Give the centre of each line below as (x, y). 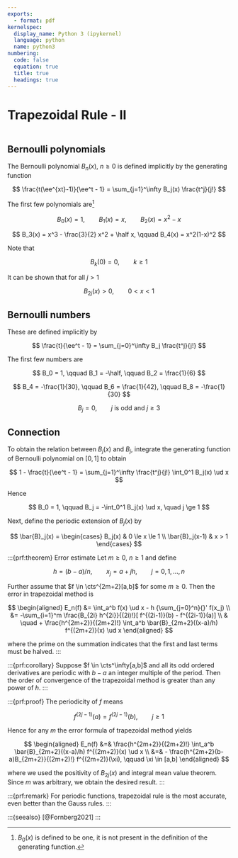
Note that (21, 248)
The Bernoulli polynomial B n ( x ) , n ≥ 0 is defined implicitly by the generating (118, 167)
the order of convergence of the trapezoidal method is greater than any (112, 680)
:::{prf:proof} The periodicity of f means (65, 701)
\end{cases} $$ (119, 543)
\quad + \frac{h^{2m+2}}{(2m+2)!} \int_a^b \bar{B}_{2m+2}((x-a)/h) (119, 623)
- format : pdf (34, 21)
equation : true (36, 67)
